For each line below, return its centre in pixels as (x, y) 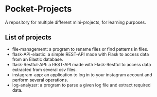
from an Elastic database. (37, 59)
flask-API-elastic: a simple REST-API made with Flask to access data (80, 54)
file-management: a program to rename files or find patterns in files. (80, 49)
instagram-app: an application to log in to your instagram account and (82, 75)
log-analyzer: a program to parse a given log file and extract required (81, 85)
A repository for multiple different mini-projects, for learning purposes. (76, 22)
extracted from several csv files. (44, 69)
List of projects (28, 37)
